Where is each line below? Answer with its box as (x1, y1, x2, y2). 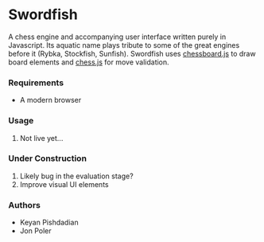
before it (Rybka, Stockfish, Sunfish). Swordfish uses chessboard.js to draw (8, 49, 256, 58)
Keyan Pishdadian (19, 217, 79, 228)
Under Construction (8, 153, 87, 164)
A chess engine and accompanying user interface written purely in (8, 32, 227, 41)
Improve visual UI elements (19, 179, 109, 189)
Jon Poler (19, 226, 52, 236)
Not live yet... (19, 133, 64, 142)
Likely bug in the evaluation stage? (19, 171, 134, 181)
